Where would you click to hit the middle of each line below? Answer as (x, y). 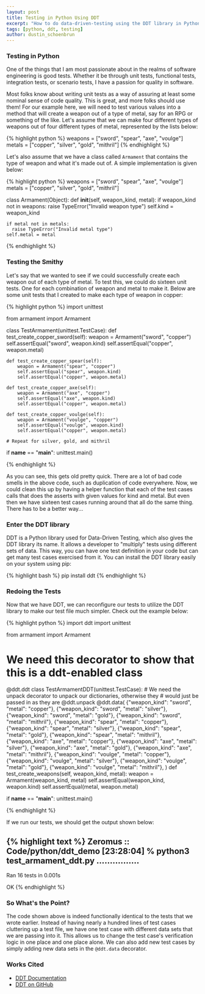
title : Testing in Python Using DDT (53, 18)
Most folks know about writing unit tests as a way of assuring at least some (101, 94)
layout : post (23, 12)
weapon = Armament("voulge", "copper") (68, 420)
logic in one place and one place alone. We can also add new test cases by (101, 942)
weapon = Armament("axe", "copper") (64, 393)
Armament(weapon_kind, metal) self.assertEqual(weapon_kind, (86, 780)
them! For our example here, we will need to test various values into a (94, 107)
